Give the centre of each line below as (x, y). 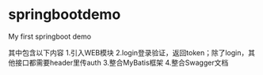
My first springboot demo (50, 36)
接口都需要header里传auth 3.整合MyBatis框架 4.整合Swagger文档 (122, 62)
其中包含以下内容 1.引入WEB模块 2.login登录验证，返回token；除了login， (128, 52)
